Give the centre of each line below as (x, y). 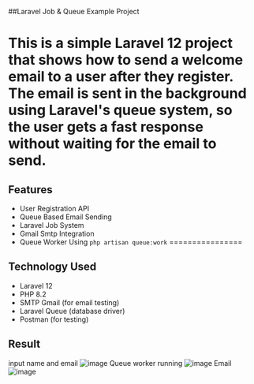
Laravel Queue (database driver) (72, 311)
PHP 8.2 (33, 294)
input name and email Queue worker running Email (120, 363)
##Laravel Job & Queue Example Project (74, 11)
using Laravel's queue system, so (120, 110)
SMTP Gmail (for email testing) (69, 302)
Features (30, 190)
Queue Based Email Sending (65, 217)
